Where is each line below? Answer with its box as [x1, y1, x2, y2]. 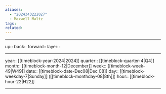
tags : [5, 21, 16, 26]
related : [5, 26, 23, 31]
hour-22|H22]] [5, 79, 35, 85]
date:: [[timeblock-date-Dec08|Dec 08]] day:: [26, 68, 119, 74]
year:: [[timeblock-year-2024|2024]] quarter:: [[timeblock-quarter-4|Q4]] [5, 58, 155, 64]
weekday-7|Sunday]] [5, 73, 48, 79]
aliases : [5, 7, 23, 12]
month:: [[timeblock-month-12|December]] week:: [5, 63, 107, 69]
